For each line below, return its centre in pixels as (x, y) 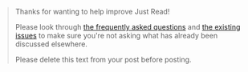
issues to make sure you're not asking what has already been (116, 36)
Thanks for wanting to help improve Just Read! (92, 12)
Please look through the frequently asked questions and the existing (128, 27)
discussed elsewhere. (51, 44)
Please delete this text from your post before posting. (103, 60)
